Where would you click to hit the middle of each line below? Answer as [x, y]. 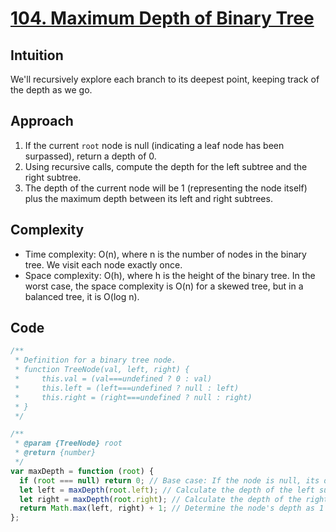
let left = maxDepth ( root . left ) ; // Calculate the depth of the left [167, 490]
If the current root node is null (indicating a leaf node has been [154, 145]
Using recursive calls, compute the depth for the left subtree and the [166, 166]
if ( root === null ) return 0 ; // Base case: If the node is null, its [169, 480]
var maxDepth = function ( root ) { [82, 471]
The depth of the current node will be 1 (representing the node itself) [166, 188]
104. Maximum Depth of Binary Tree [162, 18]
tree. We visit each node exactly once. [103, 264]
